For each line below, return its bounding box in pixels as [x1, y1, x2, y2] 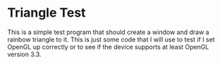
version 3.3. [7, 50, 42, 58]
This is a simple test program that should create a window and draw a [7, 28, 209, 36]
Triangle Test [7, 5, 86, 21]
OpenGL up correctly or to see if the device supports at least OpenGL [7, 42, 209, 51]
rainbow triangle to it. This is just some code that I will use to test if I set [7, 35, 215, 43]
